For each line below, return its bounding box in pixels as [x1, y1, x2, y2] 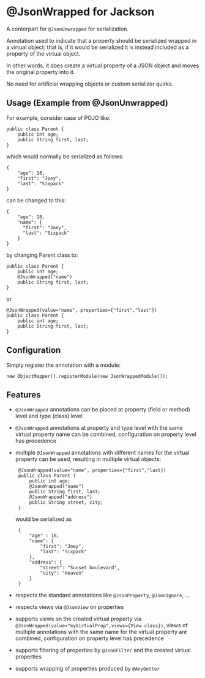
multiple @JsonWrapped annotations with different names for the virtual [15, 449, 190, 457]
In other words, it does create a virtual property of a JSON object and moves [6, 62, 199, 69]
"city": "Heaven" [40, 570, 84, 577]
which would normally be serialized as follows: [6, 152, 124, 160]
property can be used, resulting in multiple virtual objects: [15, 455, 162, 463]
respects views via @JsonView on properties [15, 603, 124, 611]
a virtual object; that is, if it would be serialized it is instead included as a [6, 43, 189, 51]
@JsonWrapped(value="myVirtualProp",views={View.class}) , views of [15, 622, 188, 629]
